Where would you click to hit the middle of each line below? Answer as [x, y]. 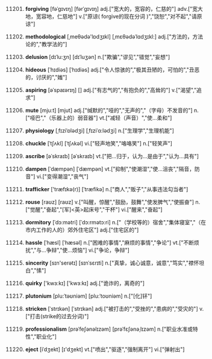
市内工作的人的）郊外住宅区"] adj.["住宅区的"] [82, 230]
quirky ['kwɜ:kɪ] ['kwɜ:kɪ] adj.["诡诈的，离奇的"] [85, 283]
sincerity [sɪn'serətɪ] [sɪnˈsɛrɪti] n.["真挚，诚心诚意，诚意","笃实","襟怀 [112, 263]
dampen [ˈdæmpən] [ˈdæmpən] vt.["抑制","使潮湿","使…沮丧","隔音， [110, 169]
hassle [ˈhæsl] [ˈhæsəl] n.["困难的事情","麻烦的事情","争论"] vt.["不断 [110, 243]
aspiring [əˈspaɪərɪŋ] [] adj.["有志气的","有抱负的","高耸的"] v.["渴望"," [111, 90]
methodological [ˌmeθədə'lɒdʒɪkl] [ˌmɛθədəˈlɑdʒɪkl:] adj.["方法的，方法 [114, 37]
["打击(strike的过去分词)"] [57, 316]
